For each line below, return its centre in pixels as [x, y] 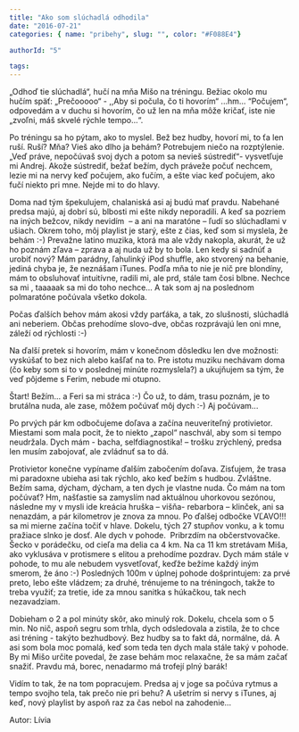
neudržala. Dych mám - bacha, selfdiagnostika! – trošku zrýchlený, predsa [146, 442]
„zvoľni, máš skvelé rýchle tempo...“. [76, 121]
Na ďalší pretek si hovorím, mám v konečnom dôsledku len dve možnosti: [144, 351]
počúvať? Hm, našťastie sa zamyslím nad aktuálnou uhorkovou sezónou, [142, 497]
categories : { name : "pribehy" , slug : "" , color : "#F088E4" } [125, 34]
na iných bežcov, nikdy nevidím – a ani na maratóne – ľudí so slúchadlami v [148, 221]
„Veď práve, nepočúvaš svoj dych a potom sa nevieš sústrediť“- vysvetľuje [146, 156]
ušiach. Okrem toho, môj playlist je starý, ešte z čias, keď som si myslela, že [149, 231]
